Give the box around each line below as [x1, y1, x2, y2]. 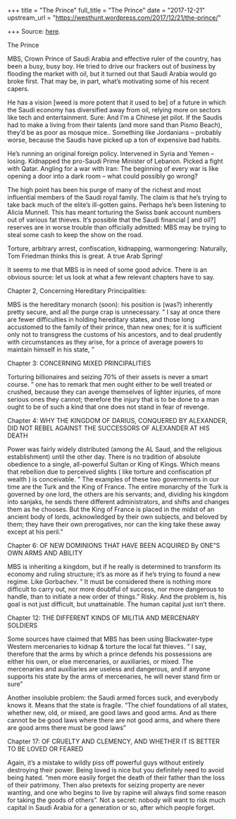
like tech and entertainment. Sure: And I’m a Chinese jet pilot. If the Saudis [7, 113, 223, 121]
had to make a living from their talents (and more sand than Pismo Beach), [7, 121, 223, 129]
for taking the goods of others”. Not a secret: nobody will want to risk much [7, 796, 226, 804]
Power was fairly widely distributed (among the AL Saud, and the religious [7, 445, 222, 453]
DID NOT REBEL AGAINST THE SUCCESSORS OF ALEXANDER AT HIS [7, 424, 210, 432]
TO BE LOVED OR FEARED [7, 745, 84, 753]
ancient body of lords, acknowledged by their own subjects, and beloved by [7, 513, 228, 521]
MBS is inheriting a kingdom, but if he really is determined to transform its [7, 563, 221, 570]
